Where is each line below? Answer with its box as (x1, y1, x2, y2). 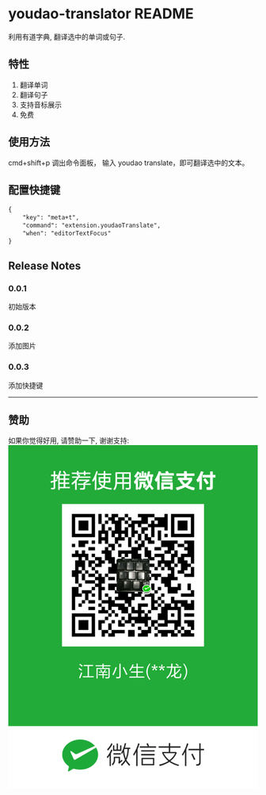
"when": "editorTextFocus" (22, 229, 112, 238)
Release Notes (8, 259, 82, 272)
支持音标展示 (19, 100, 62, 109)
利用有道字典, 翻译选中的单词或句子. (8, 32, 126, 41)
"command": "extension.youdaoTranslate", (22, 221, 161, 230)
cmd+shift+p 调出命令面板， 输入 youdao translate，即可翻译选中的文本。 (8, 158, 249, 167)
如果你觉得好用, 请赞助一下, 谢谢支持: (8, 436, 129, 445)
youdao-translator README (8, 5, 194, 23)
